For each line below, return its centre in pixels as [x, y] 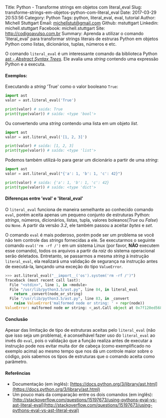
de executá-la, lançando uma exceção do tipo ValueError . [64, 266]
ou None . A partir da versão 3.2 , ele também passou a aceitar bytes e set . [79, 225]
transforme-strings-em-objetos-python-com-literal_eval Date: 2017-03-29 [81, 12]
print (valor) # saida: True [34, 109]
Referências [18, 373]
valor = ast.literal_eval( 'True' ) [41, 100]
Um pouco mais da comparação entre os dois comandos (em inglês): [83, 395]
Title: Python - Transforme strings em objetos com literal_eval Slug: [74, 7]
